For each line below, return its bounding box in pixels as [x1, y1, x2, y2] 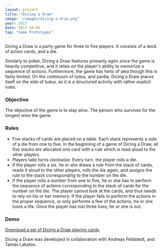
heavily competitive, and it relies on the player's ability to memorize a [5, 63, 144, 69]
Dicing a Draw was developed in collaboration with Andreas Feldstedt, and [5, 236, 155, 242]
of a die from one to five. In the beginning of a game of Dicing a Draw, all [12, 141, 159, 147]
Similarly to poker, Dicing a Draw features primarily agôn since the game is [5, 58, 155, 64]
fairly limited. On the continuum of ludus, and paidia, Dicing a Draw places [5, 74, 154, 79]
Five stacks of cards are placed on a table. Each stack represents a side [12, 136, 157, 142]
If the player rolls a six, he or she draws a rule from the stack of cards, [12, 162, 153, 168]
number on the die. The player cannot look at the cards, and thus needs [12, 188, 157, 194]
